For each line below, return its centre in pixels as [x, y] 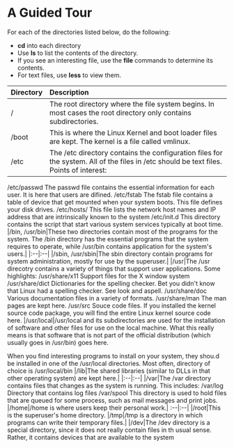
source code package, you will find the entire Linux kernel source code [109, 313]
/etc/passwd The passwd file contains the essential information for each [111, 187]
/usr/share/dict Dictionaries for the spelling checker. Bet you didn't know [111, 283]
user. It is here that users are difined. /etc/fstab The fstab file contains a [110, 194]
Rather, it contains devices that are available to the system [91, 437]
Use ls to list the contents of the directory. [78, 53]
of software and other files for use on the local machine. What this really [111, 328]
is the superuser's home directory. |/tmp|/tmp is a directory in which [105, 415]
